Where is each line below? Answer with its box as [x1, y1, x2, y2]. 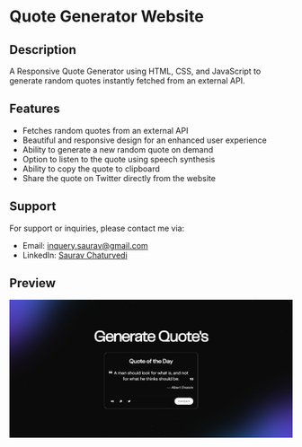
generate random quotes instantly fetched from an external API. [9, 75, 245, 86]
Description [9, 42, 76, 57]
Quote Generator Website [9, 6, 204, 27]
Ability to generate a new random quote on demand [22, 144, 214, 154]
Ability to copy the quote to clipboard [22, 163, 160, 174]
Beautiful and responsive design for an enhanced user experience [22, 135, 268, 145]
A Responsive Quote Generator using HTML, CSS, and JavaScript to [9, 66, 262, 76]
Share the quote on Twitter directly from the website [22, 172, 216, 183]
